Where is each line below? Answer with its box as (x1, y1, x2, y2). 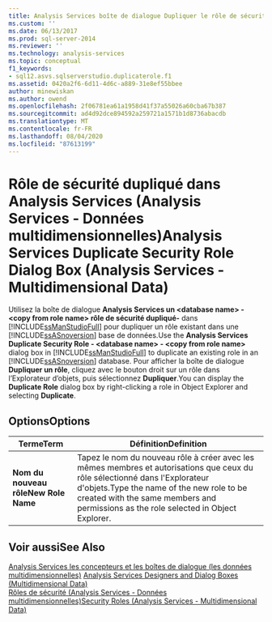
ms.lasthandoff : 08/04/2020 (8, 132, 104, 140)
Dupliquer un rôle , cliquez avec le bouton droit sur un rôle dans (8, 365, 220, 375)
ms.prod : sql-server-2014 (8, 34, 96, 43)
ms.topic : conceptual (8, 58, 82, 66)
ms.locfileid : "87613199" (8, 139, 96, 148)
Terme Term (18, 438, 64, 449)
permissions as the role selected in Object (76, 503, 237, 514)
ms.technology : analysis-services (8, 49, 125, 58)
